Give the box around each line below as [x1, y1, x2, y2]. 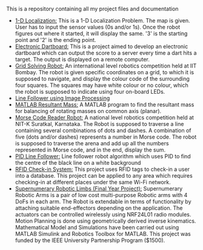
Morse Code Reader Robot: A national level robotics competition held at [15, 114, 194, 121]
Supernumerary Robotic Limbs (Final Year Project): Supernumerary [15, 185, 183, 192]
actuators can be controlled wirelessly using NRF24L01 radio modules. [15, 211, 191, 218]
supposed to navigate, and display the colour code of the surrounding [15, 75, 190, 82]
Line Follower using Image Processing [15, 94, 110, 102]
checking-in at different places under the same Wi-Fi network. [15, 179, 171, 186]
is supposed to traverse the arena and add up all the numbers [15, 140, 169, 147]
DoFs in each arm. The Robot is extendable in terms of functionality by [15, 198, 192, 205]
